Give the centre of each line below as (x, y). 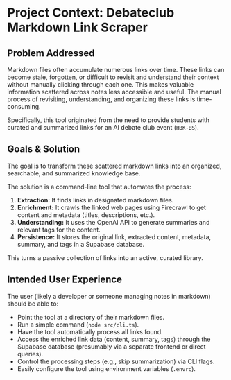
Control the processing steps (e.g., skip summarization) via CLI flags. (116, 361)
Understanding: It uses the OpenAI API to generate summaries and (113, 222)
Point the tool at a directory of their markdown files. (91, 317)
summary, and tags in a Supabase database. (81, 244)
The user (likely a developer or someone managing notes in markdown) (109, 296)
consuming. (24, 106)
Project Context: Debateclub (91, 13)
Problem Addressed (51, 53)
